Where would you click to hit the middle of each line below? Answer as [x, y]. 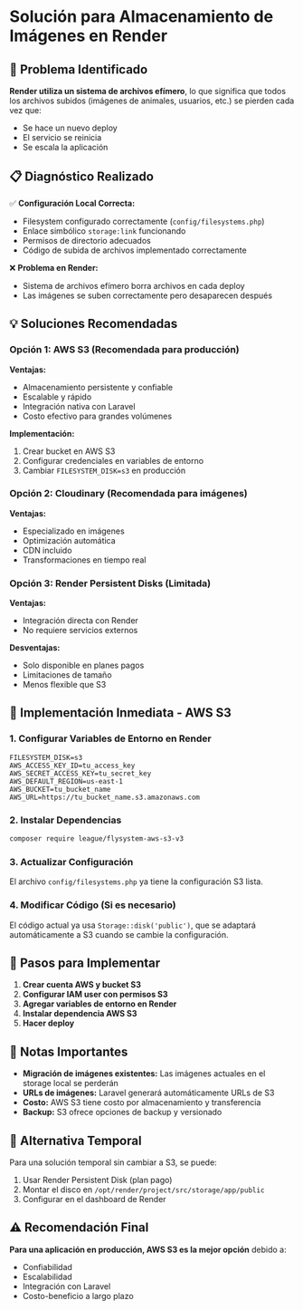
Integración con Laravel [66, 1286]
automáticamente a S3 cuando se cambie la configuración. [119, 934]
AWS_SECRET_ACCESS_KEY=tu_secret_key [80, 773]
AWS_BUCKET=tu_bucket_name [60, 789]
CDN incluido [47, 550]
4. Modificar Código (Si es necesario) [93, 905]
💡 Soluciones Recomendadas [94, 324]
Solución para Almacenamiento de [142, 17]
